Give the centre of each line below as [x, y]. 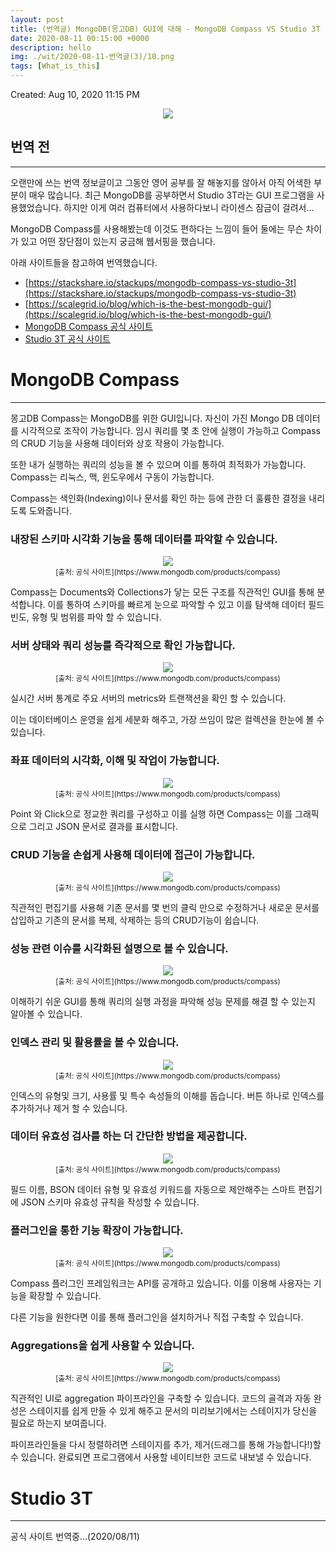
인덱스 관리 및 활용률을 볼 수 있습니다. [95, 1043]
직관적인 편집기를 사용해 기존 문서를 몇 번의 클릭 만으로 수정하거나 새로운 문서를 [165, 907]
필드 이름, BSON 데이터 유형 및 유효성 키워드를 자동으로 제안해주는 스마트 [153, 1189]
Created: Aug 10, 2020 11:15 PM [75, 94]
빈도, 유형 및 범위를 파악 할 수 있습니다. [86, 617]
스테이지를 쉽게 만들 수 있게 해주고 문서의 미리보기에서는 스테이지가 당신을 [173, 1411]
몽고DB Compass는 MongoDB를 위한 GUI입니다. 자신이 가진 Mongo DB [152, 418]
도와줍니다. [50, 510]
